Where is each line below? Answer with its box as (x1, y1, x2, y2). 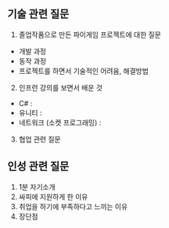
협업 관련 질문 (18, 134, 61, 144)
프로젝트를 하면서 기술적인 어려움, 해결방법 (18, 66, 149, 75)
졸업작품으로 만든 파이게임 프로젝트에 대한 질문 (18, 30, 161, 39)
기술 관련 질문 (7, 7, 70, 21)
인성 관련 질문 (7, 160, 70, 173)
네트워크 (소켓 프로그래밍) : (18, 117, 102, 127)
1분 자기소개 (18, 182, 56, 191)
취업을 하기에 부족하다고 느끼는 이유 (18, 201, 128, 211)
